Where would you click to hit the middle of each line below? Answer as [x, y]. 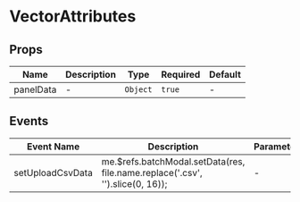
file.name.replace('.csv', [152, 173]
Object [138, 90]
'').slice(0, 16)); [134, 183]
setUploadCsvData [54, 173]
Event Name [53, 147]
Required [180, 75]
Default [225, 75]
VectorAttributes [73, 17]
